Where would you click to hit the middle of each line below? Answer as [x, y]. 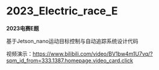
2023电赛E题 [23, 28]
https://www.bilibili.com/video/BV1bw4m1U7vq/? [93, 54]
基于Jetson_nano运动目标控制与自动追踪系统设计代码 [72, 41]
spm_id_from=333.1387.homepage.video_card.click [70, 60]
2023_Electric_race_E [62, 11]
